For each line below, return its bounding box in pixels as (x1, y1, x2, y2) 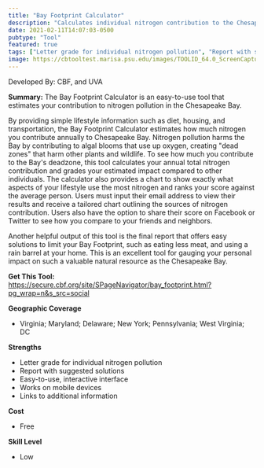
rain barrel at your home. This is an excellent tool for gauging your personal (8, 248, 252, 257)
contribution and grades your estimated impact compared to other (8, 166, 222, 175)
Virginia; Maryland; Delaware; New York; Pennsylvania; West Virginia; (19, 319, 245, 328)
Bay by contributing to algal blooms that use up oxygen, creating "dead (8, 141, 239, 150)
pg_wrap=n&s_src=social (8, 288, 90, 297)
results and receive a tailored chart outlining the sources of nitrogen (8, 199, 228, 208)
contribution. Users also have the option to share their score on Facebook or (8, 208, 255, 217)
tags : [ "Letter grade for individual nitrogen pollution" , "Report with (8, 48, 251, 56)
